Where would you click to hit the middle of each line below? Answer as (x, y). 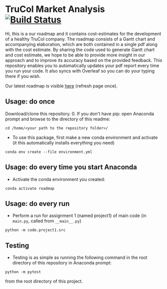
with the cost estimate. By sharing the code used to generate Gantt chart (80, 49)
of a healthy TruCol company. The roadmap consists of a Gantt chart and (80, 39)
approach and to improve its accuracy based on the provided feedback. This (84, 60)
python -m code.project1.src (35, 230)
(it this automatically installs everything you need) (63, 142)
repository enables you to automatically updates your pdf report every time (82, 65)
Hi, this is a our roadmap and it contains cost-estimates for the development (83, 33)
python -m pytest (23, 272)
